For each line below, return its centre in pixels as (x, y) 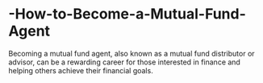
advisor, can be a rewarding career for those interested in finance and (124, 62)
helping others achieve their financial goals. (81, 70)
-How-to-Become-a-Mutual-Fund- (127, 14)
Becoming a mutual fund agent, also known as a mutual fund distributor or (132, 53)
